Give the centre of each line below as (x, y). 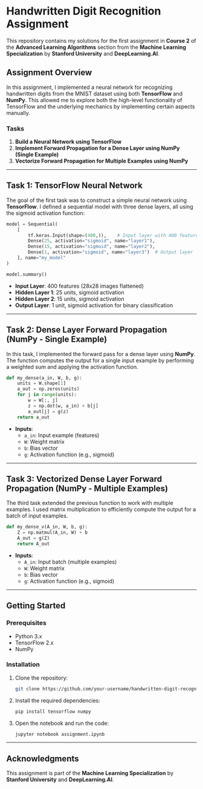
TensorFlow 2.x (34, 643)
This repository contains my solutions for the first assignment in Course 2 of (101, 41)
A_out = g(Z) (34, 538)
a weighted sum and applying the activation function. (72, 366)
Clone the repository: (41, 678)
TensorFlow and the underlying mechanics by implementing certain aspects (101, 106)
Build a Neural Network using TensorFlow (68, 142)
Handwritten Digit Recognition (84, 11)
